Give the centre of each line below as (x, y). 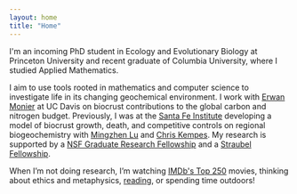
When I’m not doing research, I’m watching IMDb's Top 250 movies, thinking (149, 171)
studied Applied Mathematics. (64, 70)
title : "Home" (36, 26)
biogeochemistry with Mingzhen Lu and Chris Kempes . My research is (138, 134)
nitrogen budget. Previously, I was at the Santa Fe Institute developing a (140, 116)
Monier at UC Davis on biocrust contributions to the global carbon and (138, 106)
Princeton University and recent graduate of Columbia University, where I (144, 61)
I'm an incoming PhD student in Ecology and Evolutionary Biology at (133, 51)
